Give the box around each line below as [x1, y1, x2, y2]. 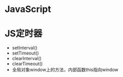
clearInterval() [12, 55, 42, 61]
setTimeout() [12, 50, 39, 56]
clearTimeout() [12, 61, 43, 67]
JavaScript [5, 3, 51, 15]
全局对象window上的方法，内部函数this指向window [12, 66, 119, 73]
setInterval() [12, 45, 38, 51]
